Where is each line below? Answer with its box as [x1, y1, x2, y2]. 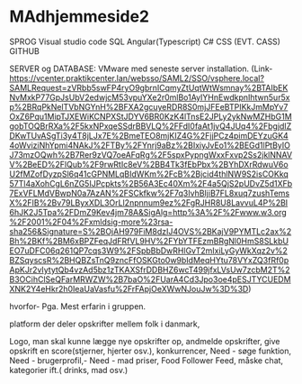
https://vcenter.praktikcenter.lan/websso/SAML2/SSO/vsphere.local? [9, 72, 265, 83]
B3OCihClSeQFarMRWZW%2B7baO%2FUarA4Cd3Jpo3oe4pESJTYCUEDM [9, 273, 291, 285]
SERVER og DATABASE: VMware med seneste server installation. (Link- [9, 63, 273, 74]
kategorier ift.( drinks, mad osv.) [9, 364, 129, 375]
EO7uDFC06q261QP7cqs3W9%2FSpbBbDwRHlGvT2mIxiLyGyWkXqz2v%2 [9, 245, 288, 256]
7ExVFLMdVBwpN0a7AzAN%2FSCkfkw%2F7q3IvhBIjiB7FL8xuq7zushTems [9, 187, 290, 198]
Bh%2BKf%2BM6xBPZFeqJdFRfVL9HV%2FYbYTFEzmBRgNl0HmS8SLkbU [9, 235, 289, 246]
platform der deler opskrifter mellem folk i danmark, [9, 318, 200, 329]
